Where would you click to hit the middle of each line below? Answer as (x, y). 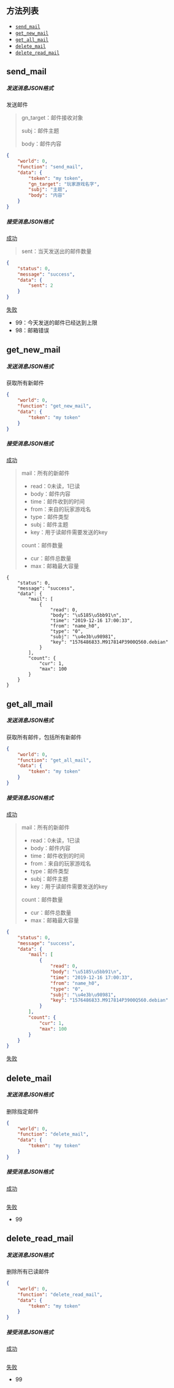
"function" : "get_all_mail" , (55, 760)
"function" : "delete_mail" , (53, 1134)
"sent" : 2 (41, 286)
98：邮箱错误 (32, 330)
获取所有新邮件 (25, 383)
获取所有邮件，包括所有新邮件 (44, 737)
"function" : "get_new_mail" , (55, 406)
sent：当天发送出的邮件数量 (56, 251)
